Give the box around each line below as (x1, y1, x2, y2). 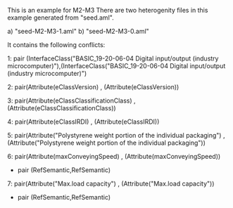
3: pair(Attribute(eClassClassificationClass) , (7, 96, 136, 105)
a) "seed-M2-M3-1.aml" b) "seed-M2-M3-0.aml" (7, 27, 149, 35)
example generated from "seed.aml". (7, 13, 114, 22)
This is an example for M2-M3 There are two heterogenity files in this (7, 6, 208, 14)
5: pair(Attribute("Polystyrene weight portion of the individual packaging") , (7, 131, 225, 139)
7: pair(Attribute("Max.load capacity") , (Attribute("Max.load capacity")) (7, 179, 215, 188)
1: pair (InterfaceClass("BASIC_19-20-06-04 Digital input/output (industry (7, 54, 219, 63)
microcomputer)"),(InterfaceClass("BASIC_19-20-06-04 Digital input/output (7, 62, 226, 70)
